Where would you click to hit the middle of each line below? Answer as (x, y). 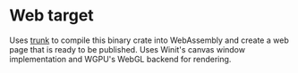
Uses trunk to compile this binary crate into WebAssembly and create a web (149, 40)
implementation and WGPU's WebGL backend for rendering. (120, 59)
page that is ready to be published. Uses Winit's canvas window (128, 49)
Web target (51, 16)
